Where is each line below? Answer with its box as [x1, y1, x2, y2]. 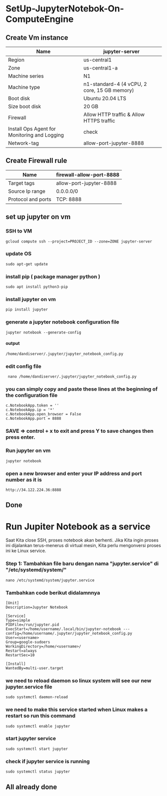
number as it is [5, 476, 42, 483]
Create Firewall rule [5, 157, 67, 165]
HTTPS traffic [83, 117, 115, 124]
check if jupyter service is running [5, 758, 90, 765]
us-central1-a [83, 65, 118, 71]
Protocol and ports [8, 196, 52, 203]
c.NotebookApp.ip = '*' [5, 407, 55, 412]
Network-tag [8, 140, 39, 147]
